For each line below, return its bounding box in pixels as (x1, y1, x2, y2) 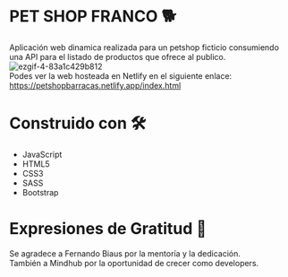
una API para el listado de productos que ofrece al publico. (9, 51, 226, 62)
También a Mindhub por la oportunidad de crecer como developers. (9, 257, 259, 268)
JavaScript (21, 149, 63, 160)
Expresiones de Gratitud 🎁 (9, 219, 208, 239)
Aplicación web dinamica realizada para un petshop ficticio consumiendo (9, 41, 280, 53)
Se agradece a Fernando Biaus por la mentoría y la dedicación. (9, 247, 241, 259)
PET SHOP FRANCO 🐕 (9, 6, 177, 27)
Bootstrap (21, 186, 59, 197)
